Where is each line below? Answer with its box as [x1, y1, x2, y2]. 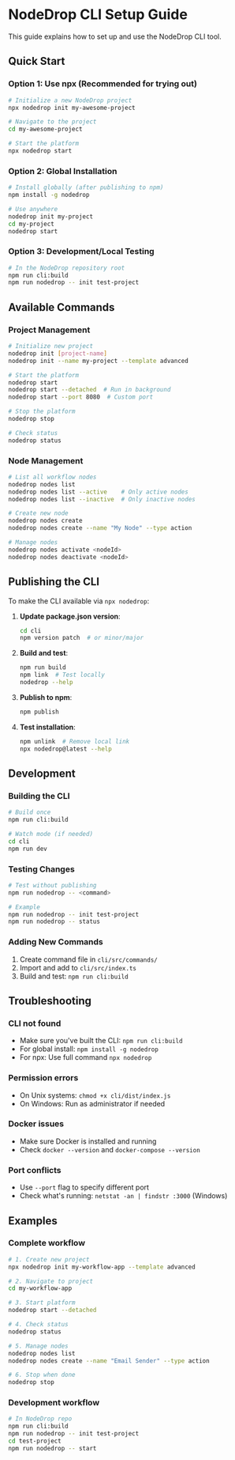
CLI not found [8, 1018, 62, 1029]
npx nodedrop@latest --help [19, 745, 112, 753]
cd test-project [8, 1437, 62, 1445]
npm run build [19, 664, 66, 671]
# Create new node [8, 509, 69, 517]
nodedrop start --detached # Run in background [8, 386, 171, 394]
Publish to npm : [19, 692, 73, 702]
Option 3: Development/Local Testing [8, 246, 155, 257]
